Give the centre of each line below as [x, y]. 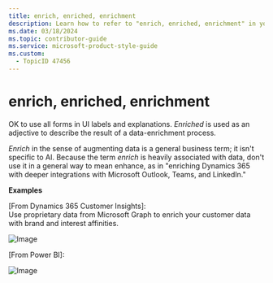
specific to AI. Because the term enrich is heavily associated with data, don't [136, 157]
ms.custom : [27, 54]
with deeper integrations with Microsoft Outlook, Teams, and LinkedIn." [127, 174]
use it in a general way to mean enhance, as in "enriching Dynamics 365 [129, 165]
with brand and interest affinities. [64, 223]
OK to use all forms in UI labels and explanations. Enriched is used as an [129, 124]
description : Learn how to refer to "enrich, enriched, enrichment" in [132, 24]
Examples [26, 190]
